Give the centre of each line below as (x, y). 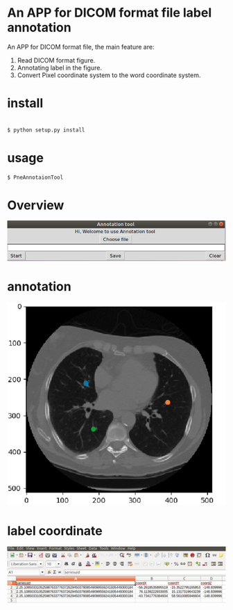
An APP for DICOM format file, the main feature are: (81, 47)
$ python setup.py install (46, 130)
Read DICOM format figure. (56, 60)
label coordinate (55, 531)
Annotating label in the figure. (60, 67)
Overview (36, 205)
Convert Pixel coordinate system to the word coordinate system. (109, 75)
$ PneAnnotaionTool (35, 177)
